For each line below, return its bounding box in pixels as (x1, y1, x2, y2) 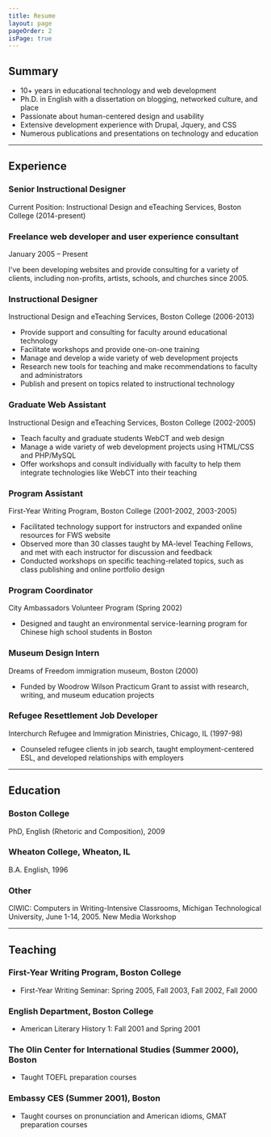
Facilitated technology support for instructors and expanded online (19, 522, 243, 531)
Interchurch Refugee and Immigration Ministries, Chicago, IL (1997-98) (8, 728, 244, 738)
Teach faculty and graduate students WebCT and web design (19, 433, 225, 443)
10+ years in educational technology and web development (19, 86, 217, 95)
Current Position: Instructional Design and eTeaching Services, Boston (8, 202, 242, 212)
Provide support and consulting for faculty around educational (19, 328, 227, 338)
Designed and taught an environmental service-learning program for (19, 619, 248, 628)
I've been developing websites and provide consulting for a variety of (8, 265, 240, 275)
